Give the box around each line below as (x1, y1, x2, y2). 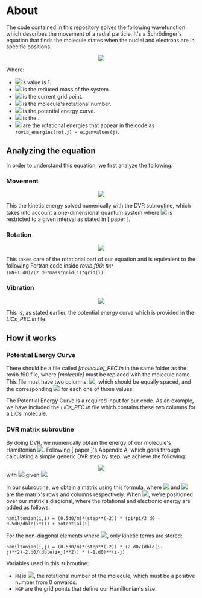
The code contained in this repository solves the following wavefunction (6, 24, 186, 31)
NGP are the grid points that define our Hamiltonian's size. (14, 585, 157, 592)
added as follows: (6, 504, 50, 511)
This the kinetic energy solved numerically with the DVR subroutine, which (6, 202, 191, 209)
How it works (6, 333, 57, 343)
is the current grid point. (22, 93, 83, 100)
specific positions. (6, 43, 52, 50)
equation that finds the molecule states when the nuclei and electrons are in (6, 36, 195, 44)
